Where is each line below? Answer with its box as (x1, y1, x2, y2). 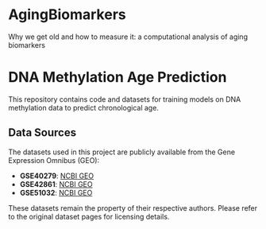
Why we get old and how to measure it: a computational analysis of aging (8, 32, 249, 41)
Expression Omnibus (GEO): (8, 155, 100, 165)
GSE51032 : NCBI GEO (19, 188, 93, 197)
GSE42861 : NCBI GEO (19, 179, 93, 188)
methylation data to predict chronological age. (8, 103, 159, 112)
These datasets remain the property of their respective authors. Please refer (8, 203, 258, 212)
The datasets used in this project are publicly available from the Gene (8, 147, 236, 157)
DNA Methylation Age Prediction (8, 68, 227, 87)
